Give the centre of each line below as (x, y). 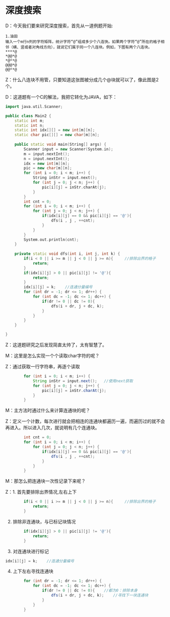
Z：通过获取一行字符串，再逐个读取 (43, 367)
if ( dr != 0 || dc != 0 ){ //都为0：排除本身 (90, 591)
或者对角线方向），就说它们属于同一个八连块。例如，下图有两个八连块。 (88, 47)
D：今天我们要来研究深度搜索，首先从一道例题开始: (59, 26)
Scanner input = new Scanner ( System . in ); (69, 149)
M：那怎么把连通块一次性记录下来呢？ (46, 481)
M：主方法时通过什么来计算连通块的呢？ (48, 410)
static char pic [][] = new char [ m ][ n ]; (57, 135)
